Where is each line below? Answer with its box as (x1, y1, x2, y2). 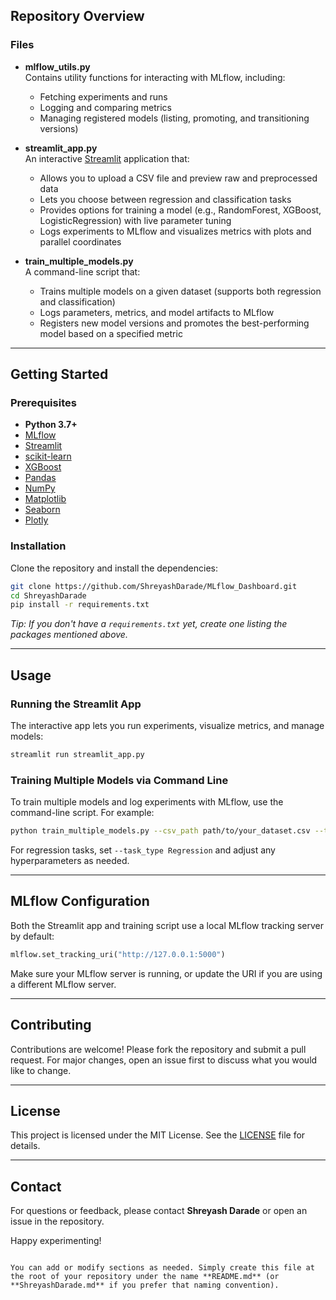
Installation (10, 539, 67, 553)
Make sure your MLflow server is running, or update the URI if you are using (10, 967, 323, 979)
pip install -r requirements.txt (10, 600, 150, 610)
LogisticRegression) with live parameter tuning (39, 214, 232, 226)
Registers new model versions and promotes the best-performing (39, 317, 310, 329)
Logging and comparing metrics (39, 101, 172, 113)
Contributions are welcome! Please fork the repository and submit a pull (10, 1043, 307, 1055)
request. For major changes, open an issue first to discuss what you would (10, 1054, 318, 1066)
